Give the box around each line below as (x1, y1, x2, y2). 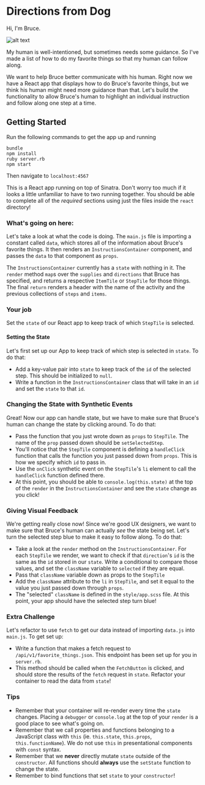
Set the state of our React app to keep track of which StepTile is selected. (6, 319, 195, 327)
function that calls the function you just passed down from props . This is (15, 452, 198, 459)
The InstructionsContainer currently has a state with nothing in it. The (6, 264, 186, 271)
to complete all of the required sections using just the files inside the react (6, 197, 194, 204)
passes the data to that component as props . (6, 252, 119, 260)
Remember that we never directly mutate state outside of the (15, 752, 171, 759)
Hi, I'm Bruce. (6, 25, 41, 32)
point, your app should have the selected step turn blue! (15, 597, 157, 605)
